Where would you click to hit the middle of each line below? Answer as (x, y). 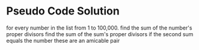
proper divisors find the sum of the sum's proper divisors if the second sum (100, 34)
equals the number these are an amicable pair (63, 40)
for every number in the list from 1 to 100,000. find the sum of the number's (99, 28)
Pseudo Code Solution (63, 11)
